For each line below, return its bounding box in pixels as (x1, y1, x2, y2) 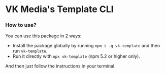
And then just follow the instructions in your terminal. (5, 63, 116, 69)
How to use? (5, 22, 37, 29)
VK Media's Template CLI (5, 4, 114, 15)
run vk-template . (12, 48, 48, 54)
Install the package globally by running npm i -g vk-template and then (12, 43, 160, 49)
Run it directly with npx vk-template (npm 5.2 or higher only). (12, 53, 141, 59)
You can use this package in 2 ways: (5, 33, 82, 39)
